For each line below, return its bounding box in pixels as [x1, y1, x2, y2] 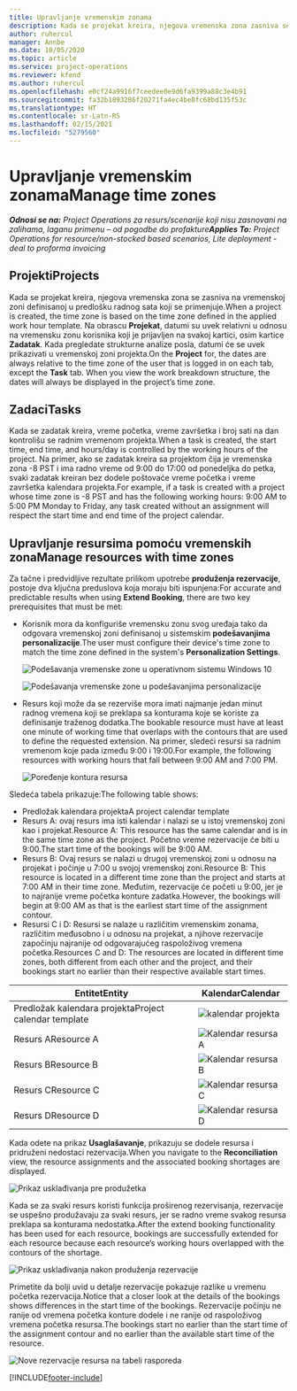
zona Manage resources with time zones [9, 550, 234, 565]
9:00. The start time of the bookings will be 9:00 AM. [21, 844, 213, 854]
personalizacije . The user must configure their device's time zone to [21, 638, 270, 648]
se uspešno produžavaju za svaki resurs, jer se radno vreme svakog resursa [9, 1209, 287, 1220]
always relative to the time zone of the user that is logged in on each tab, [9, 358, 274, 368]
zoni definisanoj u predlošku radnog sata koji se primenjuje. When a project [9, 301, 281, 312]
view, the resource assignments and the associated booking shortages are [9, 1156, 280, 1167]
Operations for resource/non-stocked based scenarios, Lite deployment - [9, 233, 278, 243]
